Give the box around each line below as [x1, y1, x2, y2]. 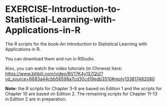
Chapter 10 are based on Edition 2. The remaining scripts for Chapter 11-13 [5, 91, 158, 97]
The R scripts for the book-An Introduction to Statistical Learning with [5, 41, 148, 47]
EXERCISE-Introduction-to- [5, 3, 121, 15]
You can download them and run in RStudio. [5, 55, 95, 61]
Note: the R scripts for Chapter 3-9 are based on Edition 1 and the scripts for [5, 85, 162, 91]
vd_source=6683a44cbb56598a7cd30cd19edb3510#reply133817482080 [5, 76, 155, 82]
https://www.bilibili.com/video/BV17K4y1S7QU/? [5, 70, 103, 76]
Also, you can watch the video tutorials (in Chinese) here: [5, 65, 123, 71]
